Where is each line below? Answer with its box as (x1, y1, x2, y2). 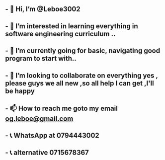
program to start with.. (5, 54, 77, 63)
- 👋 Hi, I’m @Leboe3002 (5, 5, 81, 13)
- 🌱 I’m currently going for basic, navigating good (5, 47, 161, 55)
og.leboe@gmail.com (5, 114, 74, 123)
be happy (5, 86, 35, 95)
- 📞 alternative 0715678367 (5, 148, 89, 157)
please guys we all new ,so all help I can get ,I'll (5, 79, 154, 87)
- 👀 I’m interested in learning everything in (5, 22, 138, 30)
